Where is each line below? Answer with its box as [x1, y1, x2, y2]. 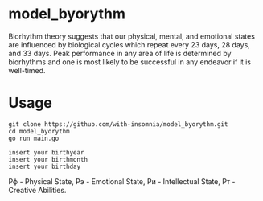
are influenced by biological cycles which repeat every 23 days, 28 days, [8, 39, 251, 49]
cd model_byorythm [8, 127, 70, 135]
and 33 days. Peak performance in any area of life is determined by [8, 48, 232, 58]
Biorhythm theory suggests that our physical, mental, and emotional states [8, 31, 256, 41]
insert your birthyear [8, 148, 84, 157]
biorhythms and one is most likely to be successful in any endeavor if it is [8, 57, 252, 67]
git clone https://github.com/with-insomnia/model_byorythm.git [8, 120, 228, 129]
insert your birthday [8, 162, 81, 170]
